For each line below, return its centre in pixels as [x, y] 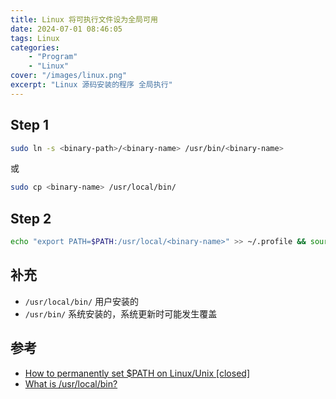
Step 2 [31, 218]
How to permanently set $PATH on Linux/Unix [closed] [137, 373]
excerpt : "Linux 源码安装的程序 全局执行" [91, 85]
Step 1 [30, 125]
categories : [35, 47]
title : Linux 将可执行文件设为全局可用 [84, 19]
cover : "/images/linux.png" [69, 76]
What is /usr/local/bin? [71, 383]
